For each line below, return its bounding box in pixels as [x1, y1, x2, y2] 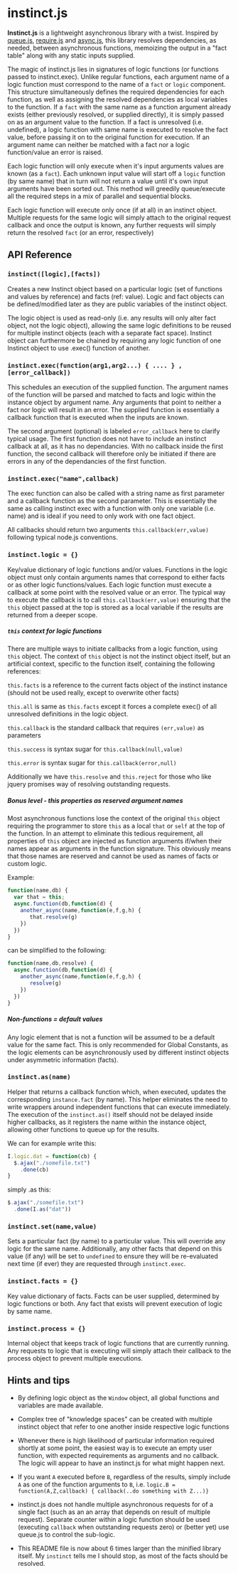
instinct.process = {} [7, 1324, 86, 1333]
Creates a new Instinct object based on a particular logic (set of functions [7, 284, 222, 293]
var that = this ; [13, 894, 65, 901]
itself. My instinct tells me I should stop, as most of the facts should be [17, 1551, 229, 1560]
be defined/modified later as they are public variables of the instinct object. [7, 300, 228, 308]
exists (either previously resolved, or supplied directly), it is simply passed [7, 110, 225, 119]
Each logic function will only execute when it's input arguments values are [7, 161, 224, 170]
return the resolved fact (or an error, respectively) [7, 228, 154, 237]
